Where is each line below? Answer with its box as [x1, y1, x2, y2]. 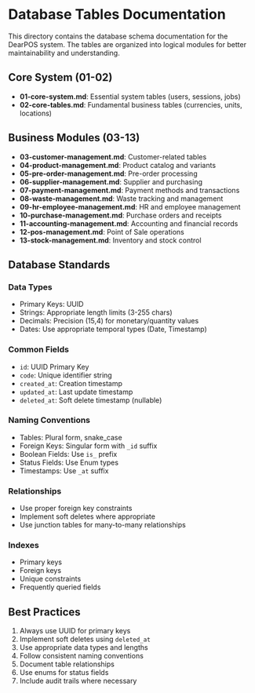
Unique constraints [19, 574, 82, 584]
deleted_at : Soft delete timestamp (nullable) [19, 395, 162, 405]
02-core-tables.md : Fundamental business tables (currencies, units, [19, 100, 243, 109]
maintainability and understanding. [8, 48, 120, 57]
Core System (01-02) [8, 71, 113, 84]
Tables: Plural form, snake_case [19, 432, 123, 442]
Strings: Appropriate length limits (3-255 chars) [19, 308, 173, 317]
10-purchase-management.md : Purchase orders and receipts [19, 210, 222, 220]
